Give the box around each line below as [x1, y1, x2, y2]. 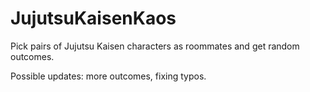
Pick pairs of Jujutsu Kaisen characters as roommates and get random [10, 40, 300, 52]
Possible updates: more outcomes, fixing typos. [10, 70, 207, 82]
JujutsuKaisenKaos [10, 7, 177, 30]
